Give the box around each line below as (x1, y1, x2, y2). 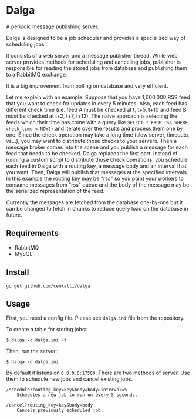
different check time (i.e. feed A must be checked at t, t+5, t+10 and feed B (6, 106, 187, 113)
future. (6, 211, 22, 218)
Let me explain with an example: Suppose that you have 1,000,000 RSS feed (6, 94, 190, 101)
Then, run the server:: (6, 348, 59, 355)
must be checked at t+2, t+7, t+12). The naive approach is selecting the (6, 112, 178, 119)
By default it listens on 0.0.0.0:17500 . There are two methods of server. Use (6, 369, 191, 377)
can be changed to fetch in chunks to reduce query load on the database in (6, 205, 189, 212)
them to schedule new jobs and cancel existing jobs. (6, 375, 133, 383)
